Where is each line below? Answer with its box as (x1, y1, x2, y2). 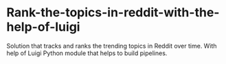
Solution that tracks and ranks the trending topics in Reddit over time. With (6, 42, 217, 50)
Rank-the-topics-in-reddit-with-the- (6, 5, 220, 20)
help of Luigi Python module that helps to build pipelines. (6, 49, 168, 57)
